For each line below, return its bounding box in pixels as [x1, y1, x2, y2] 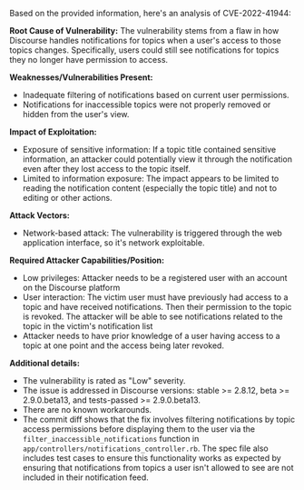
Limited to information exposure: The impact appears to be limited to [22, 173, 279, 184]
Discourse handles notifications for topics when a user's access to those [9, 35, 281, 45]
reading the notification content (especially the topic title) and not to [22, 183, 278, 194]
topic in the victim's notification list [22, 321, 153, 331]
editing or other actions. [22, 193, 113, 203]
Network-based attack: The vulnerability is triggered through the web [22, 227, 283, 238]
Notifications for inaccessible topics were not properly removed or [22, 99, 271, 110]
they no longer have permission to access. [9, 55, 169, 65]
